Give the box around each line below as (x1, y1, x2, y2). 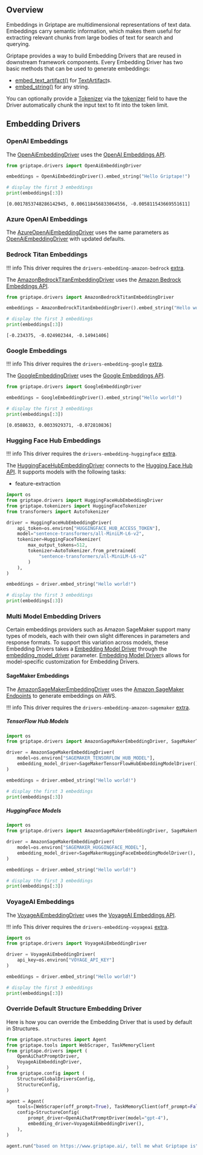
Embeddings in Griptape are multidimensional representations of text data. (6, 21, 192, 28)
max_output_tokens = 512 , (28, 542, 88, 548)
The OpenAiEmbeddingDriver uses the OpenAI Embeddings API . (6, 151, 166, 158)
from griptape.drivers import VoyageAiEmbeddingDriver (6, 940, 147, 946)
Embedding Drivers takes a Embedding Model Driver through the (6, 645, 167, 652)
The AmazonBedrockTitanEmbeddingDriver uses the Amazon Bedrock (6, 276, 181, 283)
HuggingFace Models (6, 807, 62, 814)
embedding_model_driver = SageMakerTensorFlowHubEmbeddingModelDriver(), (17, 761, 201, 767)
